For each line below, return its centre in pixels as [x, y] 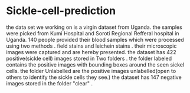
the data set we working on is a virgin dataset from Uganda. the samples [94, 27]
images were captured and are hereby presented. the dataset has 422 [91, 52]
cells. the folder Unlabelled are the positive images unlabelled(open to [91, 71]
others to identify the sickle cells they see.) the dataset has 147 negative [94, 77]
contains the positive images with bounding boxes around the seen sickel [95, 64]
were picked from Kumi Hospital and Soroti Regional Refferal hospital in [93, 33]
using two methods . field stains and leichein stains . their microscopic [91, 46]
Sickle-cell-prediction [61, 11]
